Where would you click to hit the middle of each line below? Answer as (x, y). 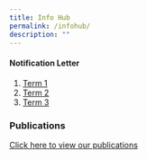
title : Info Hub (40, 18)
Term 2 (36, 93)
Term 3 (36, 102)
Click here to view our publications (73, 145)
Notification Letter (44, 63)
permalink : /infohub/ (50, 26)
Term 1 (35, 83)
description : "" (40, 34)
